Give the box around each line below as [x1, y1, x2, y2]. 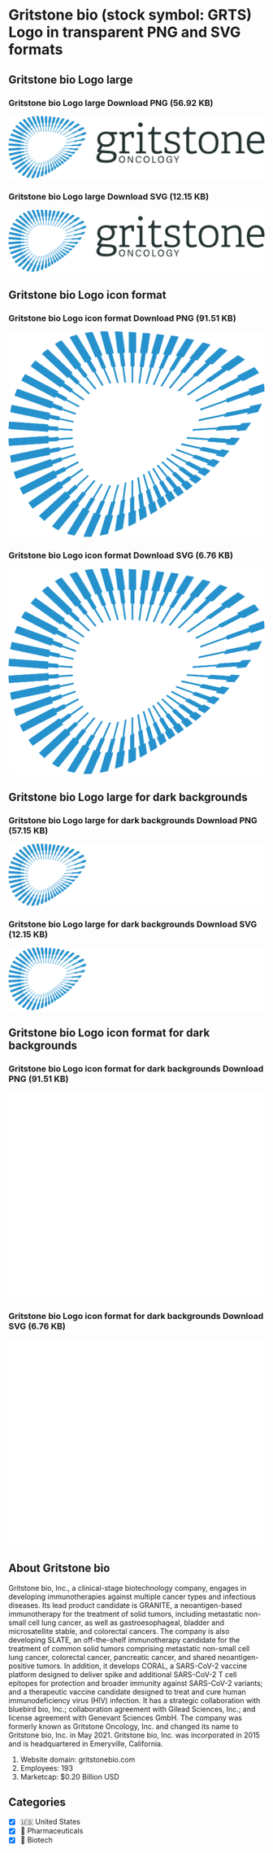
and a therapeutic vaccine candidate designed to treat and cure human [8, 1687, 246, 1697]
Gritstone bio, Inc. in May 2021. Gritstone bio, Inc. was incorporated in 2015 [8, 1730, 260, 1740]
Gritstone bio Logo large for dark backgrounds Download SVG [8, 918, 258, 930]
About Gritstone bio [8, 1562, 110, 1575]
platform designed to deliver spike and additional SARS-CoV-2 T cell [8, 1669, 237, 1679]
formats [8, 41, 63, 59]
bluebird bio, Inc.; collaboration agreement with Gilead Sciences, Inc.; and [8, 1704, 256, 1714]
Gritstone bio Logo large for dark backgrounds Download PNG [8, 814, 258, 826]
